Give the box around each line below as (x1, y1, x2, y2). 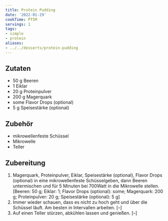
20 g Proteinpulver (12, 89, 52, 95)
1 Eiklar (12, 83, 28, 89)
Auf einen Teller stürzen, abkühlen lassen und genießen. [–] (12, 210, 138, 216)
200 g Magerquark (12, 94, 52, 100)
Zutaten (5, 64, 31, 73)
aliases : (5, 41, 24, 46)
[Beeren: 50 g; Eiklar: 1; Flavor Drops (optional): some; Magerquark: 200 (12, 188, 163, 195)
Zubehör (5, 119, 33, 128)
